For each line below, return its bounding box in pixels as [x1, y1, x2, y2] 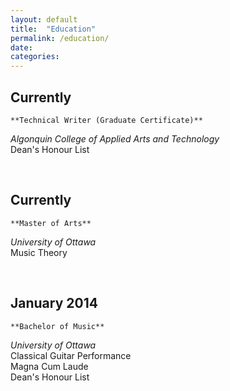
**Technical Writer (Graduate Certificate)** [10, 115, 203, 125]
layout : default [10, 14, 78, 25]
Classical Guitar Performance [10, 349, 132, 361]
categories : [10, 52, 60, 62]
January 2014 [10, 295, 98, 312]
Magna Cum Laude [10, 360, 89, 372]
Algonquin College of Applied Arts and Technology [10, 132, 220, 145]
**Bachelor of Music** [10, 321, 105, 331]
